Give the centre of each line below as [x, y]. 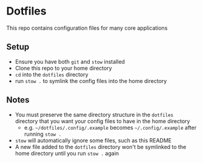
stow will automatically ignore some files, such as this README [93, 140]
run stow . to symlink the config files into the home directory [91, 81]
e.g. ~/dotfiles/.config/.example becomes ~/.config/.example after [110, 127]
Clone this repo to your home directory [63, 68]
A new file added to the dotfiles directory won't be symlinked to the [101, 147]
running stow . [43, 134]
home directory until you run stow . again [67, 153]
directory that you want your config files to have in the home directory [102, 121]
